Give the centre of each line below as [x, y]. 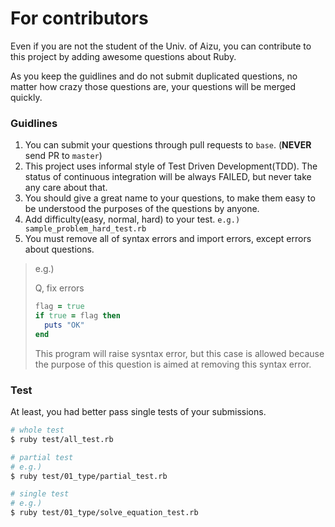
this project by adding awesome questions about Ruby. [123, 56]
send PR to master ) [63, 156]
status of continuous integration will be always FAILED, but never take [168, 177]
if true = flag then [77, 316]
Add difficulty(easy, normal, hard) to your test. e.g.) [132, 219]
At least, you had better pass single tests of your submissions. [138, 412]
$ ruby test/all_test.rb [62, 439]
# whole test [37, 430]
